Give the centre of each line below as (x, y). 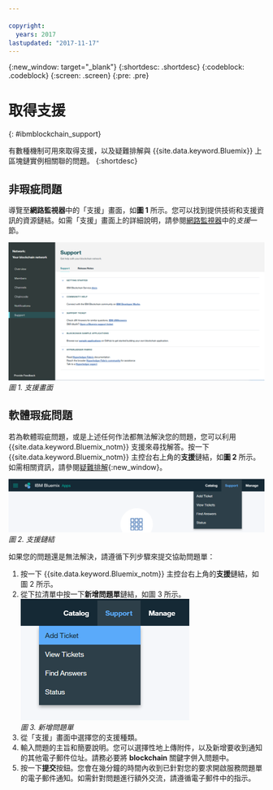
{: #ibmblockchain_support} (55, 134)
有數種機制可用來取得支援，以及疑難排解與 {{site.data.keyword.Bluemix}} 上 (135, 151)
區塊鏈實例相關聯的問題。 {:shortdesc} (73, 161)
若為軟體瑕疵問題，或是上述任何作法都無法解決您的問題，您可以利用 (122, 436)
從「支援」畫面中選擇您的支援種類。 (81, 738)
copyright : (27, 26)
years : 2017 (36, 34)
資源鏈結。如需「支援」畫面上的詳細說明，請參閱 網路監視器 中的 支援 (136, 220)
